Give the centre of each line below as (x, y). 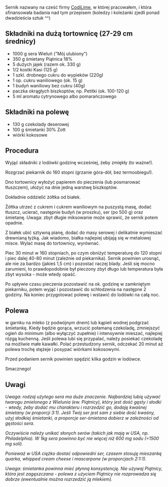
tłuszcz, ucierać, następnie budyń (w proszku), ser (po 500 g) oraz (74, 212)
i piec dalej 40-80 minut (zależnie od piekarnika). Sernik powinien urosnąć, (83, 259)
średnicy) (21, 41)
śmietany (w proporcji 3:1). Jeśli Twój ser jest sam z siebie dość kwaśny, (80, 413)
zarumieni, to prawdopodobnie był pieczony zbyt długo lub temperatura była (84, 269)
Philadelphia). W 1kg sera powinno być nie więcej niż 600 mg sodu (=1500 (82, 438)
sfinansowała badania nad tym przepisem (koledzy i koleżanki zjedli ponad (82, 13)
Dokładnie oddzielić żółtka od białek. (43, 197)
